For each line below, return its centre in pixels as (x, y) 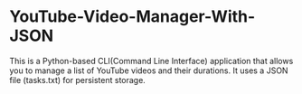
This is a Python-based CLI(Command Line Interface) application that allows (151, 61)
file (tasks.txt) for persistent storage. (78, 80)
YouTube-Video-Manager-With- (132, 17)
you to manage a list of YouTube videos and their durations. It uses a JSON (149, 70)
